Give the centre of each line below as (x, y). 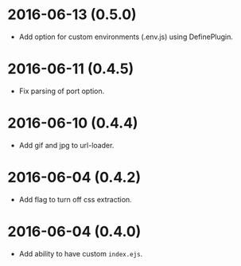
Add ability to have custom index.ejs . (81, 253)
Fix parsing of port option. (62, 91)
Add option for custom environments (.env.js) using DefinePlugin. (126, 37)
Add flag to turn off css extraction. (75, 199)
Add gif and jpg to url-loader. (66, 145)
